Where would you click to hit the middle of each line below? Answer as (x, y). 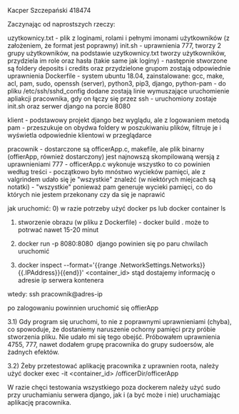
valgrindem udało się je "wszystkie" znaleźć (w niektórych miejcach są (112, 179)
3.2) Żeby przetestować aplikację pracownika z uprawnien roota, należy (113, 366)
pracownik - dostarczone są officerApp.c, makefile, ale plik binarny (106, 149)
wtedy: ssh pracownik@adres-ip (55, 294)
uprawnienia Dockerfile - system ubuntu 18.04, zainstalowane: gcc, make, (116, 76)
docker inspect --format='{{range (67, 265)
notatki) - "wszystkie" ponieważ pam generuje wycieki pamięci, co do (110, 187)
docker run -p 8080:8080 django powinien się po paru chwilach (113, 243)
